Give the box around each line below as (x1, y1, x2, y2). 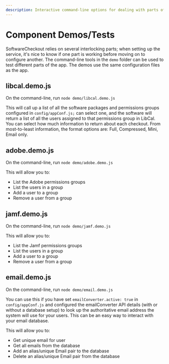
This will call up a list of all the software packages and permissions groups (6, 105, 159, 111)
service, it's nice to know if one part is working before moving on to (6, 51, 145, 57)
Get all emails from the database (13, 342, 80, 348)
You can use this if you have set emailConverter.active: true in (6, 296, 138, 302)
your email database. (6, 318, 49, 324)
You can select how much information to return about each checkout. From (6, 121, 161, 127)
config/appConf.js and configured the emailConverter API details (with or (6, 302, 157, 308)
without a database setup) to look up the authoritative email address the (6, 307, 154, 313)
